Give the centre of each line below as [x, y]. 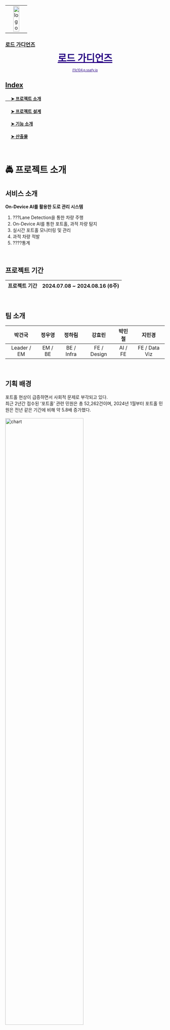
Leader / [21, 347]
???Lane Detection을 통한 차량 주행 [48, 217]
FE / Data [149, 347]
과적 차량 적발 [26, 237]
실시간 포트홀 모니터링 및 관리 [41, 230]
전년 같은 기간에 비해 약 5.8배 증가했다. [53, 410]
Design [99, 354]
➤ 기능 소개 [22, 124]
